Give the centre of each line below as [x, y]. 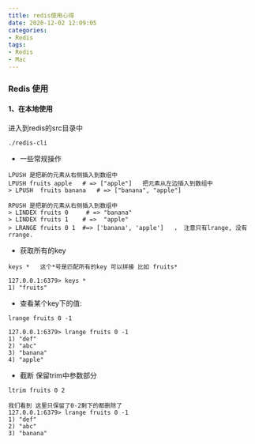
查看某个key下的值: [51, 303]
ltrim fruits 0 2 [37, 390]
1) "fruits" [28, 288]
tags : [17, 45]
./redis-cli [28, 143]
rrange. [21, 235]
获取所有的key [43, 250]
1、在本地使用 [31, 109]
